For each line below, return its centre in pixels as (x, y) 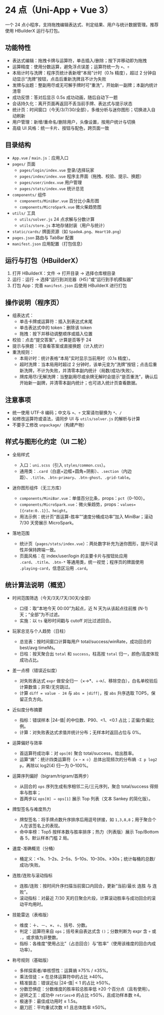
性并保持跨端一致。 (39, 549)
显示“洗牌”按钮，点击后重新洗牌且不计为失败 (61, 79)
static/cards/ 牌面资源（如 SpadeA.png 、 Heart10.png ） (68, 231)
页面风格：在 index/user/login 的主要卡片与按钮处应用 (73, 556)
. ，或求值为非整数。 (40, 937)
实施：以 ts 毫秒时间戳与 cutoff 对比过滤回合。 (67, 620)
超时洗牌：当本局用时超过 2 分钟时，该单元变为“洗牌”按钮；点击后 (86, 364)
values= (128, 505)
